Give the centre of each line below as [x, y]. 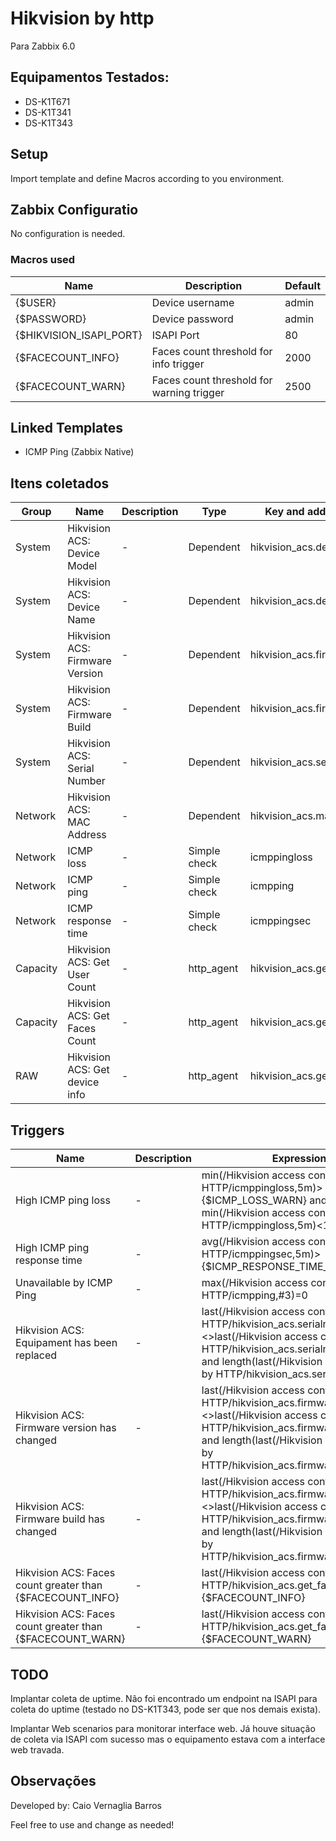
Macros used [43, 260]
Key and [284, 512]
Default [302, 285]
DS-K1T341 [48, 112]
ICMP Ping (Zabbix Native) [79, 452]
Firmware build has [60, 1519]
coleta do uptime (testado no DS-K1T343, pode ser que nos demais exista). [166, 1709]
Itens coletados [60, 483]
